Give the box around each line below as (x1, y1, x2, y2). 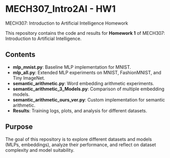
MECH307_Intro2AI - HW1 (5, 3, 116, 15)
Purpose (5, 123, 33, 131)
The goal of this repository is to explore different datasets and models (5, 136, 152, 142)
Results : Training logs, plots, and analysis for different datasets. (12, 107, 148, 113)
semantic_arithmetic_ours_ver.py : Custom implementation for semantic (12, 96, 165, 103)
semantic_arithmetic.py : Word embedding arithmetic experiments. (12, 80, 154, 86)
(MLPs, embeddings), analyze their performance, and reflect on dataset (5, 142, 156, 148)
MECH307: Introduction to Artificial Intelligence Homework (5, 20, 129, 26)
